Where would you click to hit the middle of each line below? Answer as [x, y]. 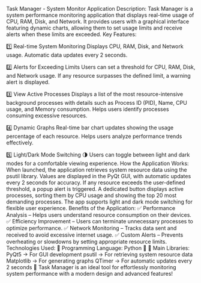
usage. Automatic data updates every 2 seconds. [67, 55]
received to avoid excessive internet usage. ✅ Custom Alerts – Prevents [95, 235]
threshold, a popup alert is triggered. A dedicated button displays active [95, 189]
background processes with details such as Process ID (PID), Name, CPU [97, 103]
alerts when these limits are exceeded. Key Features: [71, 34]
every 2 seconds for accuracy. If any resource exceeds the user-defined [96, 182]
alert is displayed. [28, 82]
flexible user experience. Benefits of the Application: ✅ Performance [91, 208]
